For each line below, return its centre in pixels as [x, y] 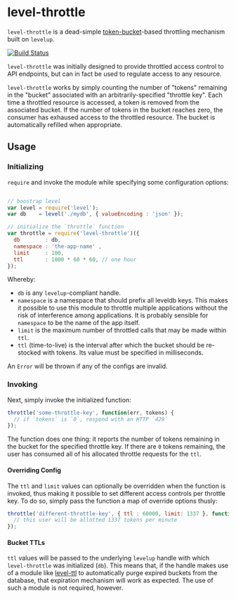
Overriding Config [34, 470]
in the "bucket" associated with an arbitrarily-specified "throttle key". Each [115, 95]
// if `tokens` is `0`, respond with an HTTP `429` [91, 419]
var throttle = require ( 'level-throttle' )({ [73, 233]
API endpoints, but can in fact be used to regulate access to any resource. [114, 74]
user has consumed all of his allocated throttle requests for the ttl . [105, 454]
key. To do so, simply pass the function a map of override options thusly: [112, 501]
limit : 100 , [39, 253]
